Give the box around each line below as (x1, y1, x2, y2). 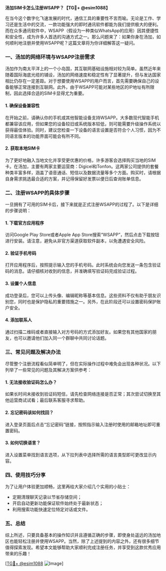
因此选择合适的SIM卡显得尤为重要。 (13, 90, 87, 96)
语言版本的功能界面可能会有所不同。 (9, 133, 83, 139)
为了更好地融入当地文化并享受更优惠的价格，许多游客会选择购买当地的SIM (5, 157, 156, 163)
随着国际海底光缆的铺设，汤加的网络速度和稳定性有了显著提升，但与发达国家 (5, 72, 161, 78)
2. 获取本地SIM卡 (5, 145, 41, 151)
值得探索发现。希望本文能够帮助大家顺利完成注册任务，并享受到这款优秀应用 (5, 544, 161, 550)
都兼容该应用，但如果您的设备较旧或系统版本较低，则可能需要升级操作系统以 (5, 121, 161, 126)
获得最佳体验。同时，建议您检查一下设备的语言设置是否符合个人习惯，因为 (5, 127, 157, 133)
